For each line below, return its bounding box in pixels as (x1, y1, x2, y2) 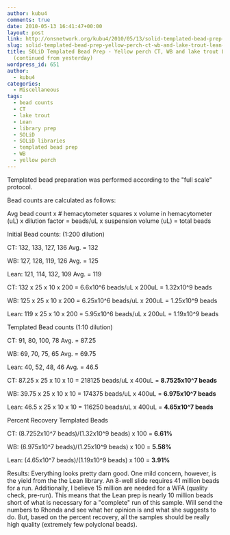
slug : (7, 42, 23, 49)
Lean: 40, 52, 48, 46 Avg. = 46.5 (7, 363, 99, 371)
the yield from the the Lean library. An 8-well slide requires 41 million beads (7, 476, 220, 484)
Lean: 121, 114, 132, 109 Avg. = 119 (7, 270, 102, 278)
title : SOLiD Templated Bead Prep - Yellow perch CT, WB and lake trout (7, 49, 219, 56)
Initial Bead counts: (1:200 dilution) (7, 230, 105, 238)
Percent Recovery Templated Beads (7, 416, 108, 424)
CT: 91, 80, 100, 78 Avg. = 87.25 (7, 336, 97, 344)
